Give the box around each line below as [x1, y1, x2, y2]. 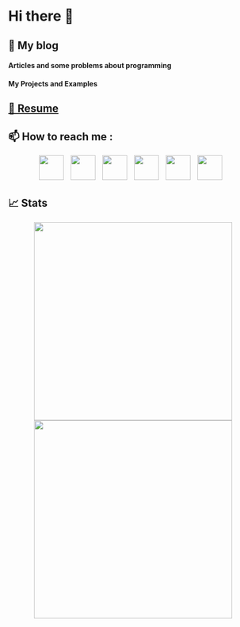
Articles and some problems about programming [8, 61, 172, 71]
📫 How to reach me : [8, 130, 113, 143]
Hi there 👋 [8, 7, 74, 25]
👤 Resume [8, 102, 59, 116]
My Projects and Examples [8, 78, 97, 88]
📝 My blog [8, 39, 59, 52]
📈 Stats [8, 197, 48, 210]
